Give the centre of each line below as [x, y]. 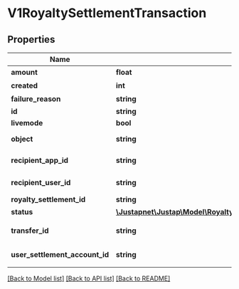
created [24, 85]
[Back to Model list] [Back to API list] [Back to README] [89, 278]
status [22, 212]
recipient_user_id [41, 183]
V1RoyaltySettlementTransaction [107, 13]
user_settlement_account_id [60, 254]
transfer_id [30, 231]
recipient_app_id [40, 160]
